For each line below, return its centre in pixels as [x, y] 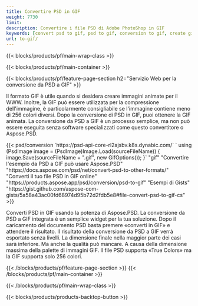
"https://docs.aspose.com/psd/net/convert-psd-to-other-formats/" [88, 170]
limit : [14, 22]
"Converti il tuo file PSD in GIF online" [52, 176]
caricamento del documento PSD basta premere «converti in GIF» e [88, 225]
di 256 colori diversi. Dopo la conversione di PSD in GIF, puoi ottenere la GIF [98, 115]
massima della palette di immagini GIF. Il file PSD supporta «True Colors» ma [99, 250]
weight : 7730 [22, 17]
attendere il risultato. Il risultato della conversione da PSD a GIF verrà [90, 231]
